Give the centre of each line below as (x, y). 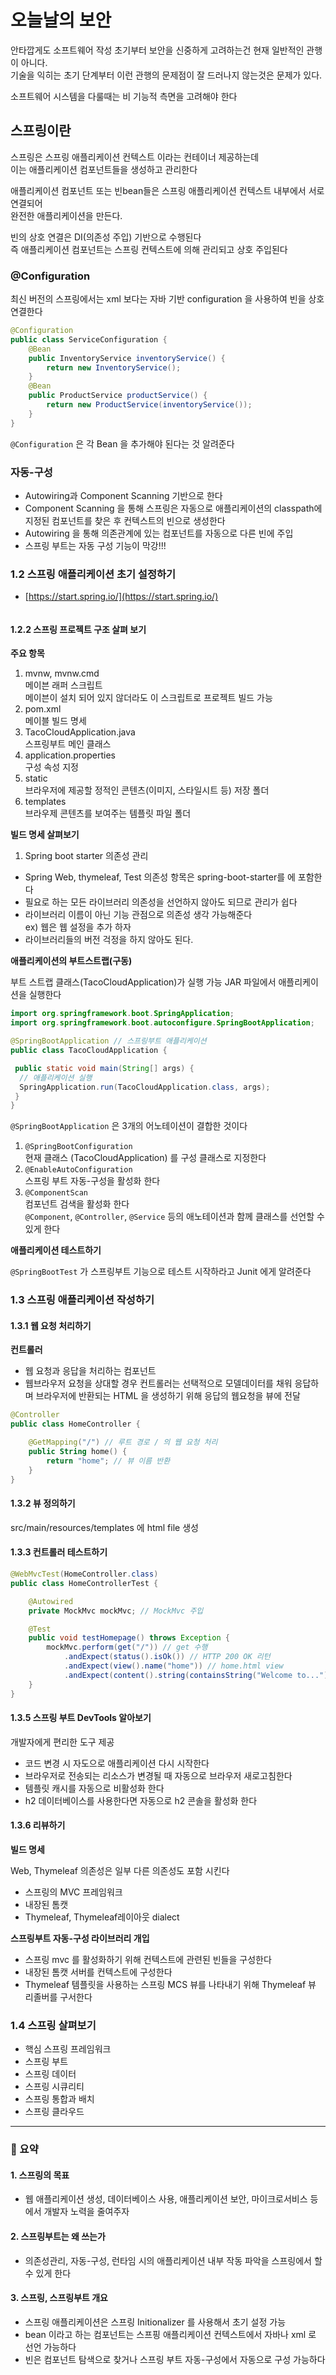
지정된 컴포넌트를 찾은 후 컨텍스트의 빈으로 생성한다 (125, 520)
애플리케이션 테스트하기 (56, 1250)
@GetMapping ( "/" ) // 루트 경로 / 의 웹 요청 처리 (123, 1442)
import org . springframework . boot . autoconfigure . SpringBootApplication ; (162, 1023)
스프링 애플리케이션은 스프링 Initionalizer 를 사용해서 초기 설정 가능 (155, 2322)
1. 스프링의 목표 (40, 2175)
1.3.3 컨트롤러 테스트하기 (59, 1552)
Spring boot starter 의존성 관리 (86, 856)
